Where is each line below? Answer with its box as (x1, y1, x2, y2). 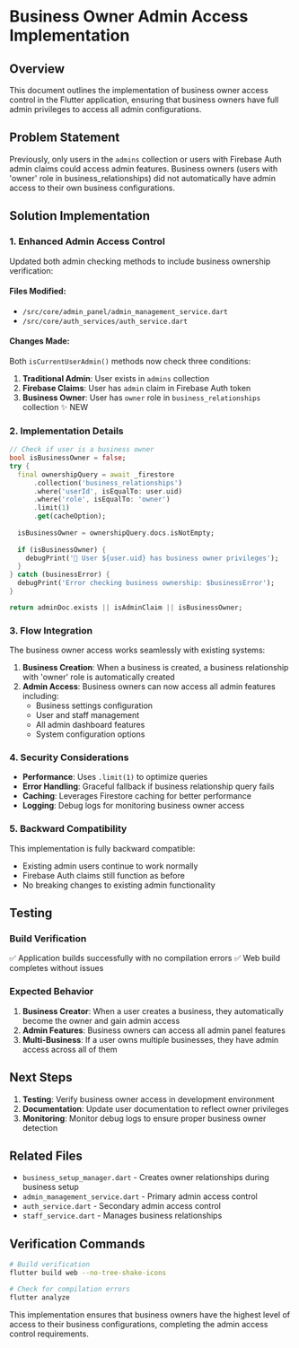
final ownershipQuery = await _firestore (17, 469, 175, 479)
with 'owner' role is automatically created (22, 671, 175, 683)
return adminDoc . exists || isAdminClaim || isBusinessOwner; (9, 603, 243, 612)
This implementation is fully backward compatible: (9, 843, 196, 853)
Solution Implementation (9, 208, 151, 223)
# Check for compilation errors (9, 1284, 130, 1293)
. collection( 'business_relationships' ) (32, 478, 182, 487)
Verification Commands (9, 1236, 145, 1251)
